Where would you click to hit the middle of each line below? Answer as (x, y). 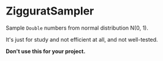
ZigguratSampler (50, 11)
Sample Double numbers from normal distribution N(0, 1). (77, 28)
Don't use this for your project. (46, 51)
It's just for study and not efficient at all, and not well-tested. (82, 39)
